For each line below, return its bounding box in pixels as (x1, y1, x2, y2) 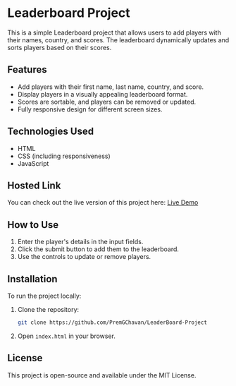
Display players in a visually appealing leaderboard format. (17, 90, 188, 98)
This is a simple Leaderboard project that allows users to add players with (7, 28, 222, 37)
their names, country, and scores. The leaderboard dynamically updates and (7, 35, 230, 44)
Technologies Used (7, 126, 94, 138)
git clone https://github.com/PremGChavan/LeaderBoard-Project (17, 319, 208, 326)
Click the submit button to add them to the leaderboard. (17, 245, 180, 253)
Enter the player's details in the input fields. (17, 238, 144, 246)
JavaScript (17, 159, 49, 167)
